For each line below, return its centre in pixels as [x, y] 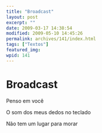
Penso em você [25, 101]
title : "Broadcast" [30, 11]
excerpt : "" [21, 22]
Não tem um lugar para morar [42, 124]
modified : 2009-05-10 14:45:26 [45, 34]
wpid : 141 [18, 55]
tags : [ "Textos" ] [27, 45]
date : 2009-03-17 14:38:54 [39, 28]
